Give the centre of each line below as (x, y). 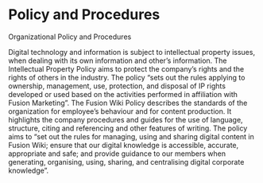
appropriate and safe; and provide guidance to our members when (117, 154)
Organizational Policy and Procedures (70, 37)
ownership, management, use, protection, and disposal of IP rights (117, 86)
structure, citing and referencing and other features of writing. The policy (128, 128)
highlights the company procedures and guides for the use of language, (126, 119)
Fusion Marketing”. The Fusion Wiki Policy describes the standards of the (128, 103)
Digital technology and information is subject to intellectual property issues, (132, 52)
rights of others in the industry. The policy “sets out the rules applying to (127, 77)
